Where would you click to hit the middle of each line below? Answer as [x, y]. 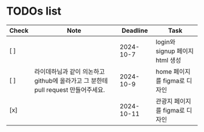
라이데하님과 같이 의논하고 [70, 71]
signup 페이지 [175, 51]
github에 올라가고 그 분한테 [71, 80]
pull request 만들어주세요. [70, 89]
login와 [166, 42]
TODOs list [34, 11]
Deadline [134, 30]
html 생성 [168, 60]
